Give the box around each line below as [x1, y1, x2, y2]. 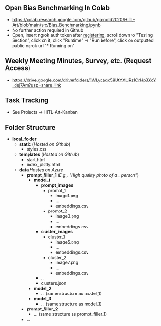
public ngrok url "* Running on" [12, 42, 75, 48]
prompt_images [41, 182, 73, 188]
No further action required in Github [12, 27, 84, 33]
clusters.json [41, 280, 67, 286]
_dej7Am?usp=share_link [12, 82, 61, 88]
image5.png [55, 239, 79, 245]
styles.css [26, 147, 47, 152]
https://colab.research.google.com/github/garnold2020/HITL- [12, 16, 135, 22]
